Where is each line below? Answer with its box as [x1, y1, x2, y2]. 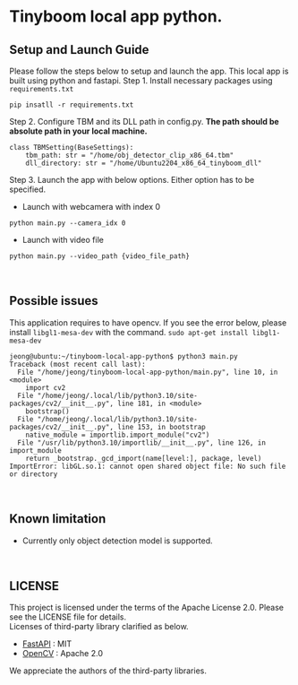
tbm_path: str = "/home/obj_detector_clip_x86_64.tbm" [25, 151, 234, 160]
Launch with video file [21, 235, 105, 245]
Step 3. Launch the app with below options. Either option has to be [9, 175, 255, 185]
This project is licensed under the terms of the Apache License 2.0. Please [9, 603, 285, 613]
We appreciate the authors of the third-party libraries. [9, 665, 208, 676]
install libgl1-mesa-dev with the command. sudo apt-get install [9, 326, 249, 337]
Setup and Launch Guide [9, 42, 149, 57]
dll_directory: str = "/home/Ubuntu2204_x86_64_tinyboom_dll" [25, 159, 262, 168]
